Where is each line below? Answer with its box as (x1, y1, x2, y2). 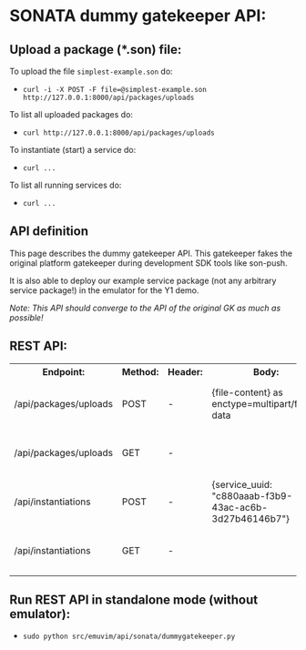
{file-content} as (211, 386, 284, 399)
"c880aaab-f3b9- (211, 489, 293, 502)
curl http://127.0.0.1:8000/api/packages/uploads (22, 128, 216, 137)
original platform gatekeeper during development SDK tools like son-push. (9, 257, 289, 269)
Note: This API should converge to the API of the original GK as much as (9, 302, 281, 313)
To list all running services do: (9, 179, 122, 190)
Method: (121, 365, 159, 378)
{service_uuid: (211, 478, 273, 491)
